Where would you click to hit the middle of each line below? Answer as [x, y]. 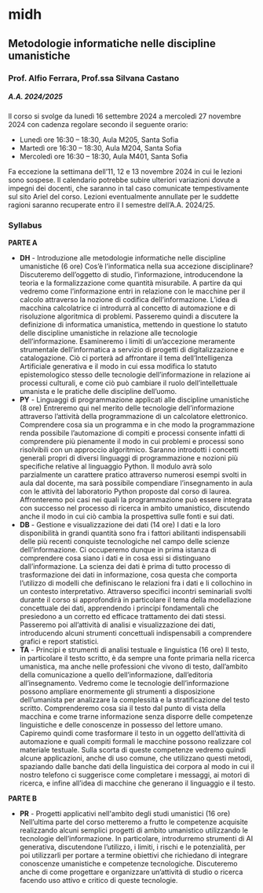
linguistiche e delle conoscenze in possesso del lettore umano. [121, 724]
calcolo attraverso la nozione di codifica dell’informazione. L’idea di [128, 299]
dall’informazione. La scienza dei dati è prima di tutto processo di [125, 566]
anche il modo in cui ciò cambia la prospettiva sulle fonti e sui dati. [127, 516]
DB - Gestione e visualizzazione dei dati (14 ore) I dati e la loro [120, 524]
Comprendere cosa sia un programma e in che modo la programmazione [137, 425]
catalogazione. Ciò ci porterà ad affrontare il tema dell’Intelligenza [126, 358]
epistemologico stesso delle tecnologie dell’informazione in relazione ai [135, 374]
